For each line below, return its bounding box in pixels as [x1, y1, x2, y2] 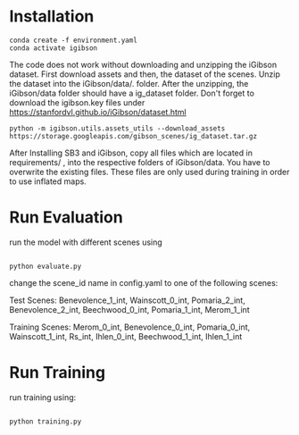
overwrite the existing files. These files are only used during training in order [9, 166, 290, 177]
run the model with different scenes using [9, 237, 162, 247]
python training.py [9, 417, 82, 426]
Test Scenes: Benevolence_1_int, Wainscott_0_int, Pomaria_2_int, [9, 295, 245, 305]
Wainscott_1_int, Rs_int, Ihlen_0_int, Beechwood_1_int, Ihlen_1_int [9, 330, 243, 341]
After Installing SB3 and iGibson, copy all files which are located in [9, 147, 253, 158]
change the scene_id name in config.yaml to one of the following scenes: [9, 277, 278, 288]
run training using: [9, 391, 77, 403]
